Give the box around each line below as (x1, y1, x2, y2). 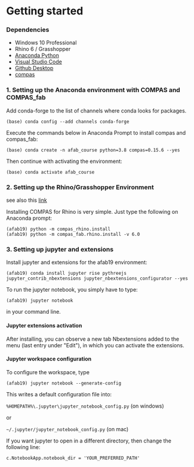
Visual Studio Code (14, 58, 63, 65)
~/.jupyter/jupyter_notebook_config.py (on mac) (6, 425, 129, 432)
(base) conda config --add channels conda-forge (6, 119, 130, 125)
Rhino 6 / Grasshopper (14, 46, 71, 53)
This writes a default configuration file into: (6, 390, 112, 398)
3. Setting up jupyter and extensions (6, 245, 114, 253)
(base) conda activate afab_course (6, 169, 95, 175)
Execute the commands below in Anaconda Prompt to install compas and (6, 129, 186, 136)
